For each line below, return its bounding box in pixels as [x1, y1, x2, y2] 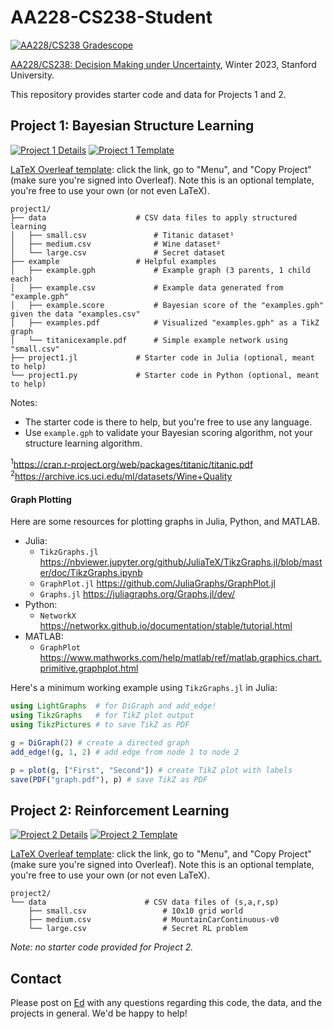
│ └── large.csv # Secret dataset [10, 247, 226, 258]
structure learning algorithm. [24, 437, 143, 449]
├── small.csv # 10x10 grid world [28, 906, 244, 916]
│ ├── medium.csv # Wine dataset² [10, 239, 222, 249]
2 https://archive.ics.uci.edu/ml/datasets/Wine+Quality [10, 469, 233, 483]
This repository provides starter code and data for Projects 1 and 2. [10, 88, 287, 100]
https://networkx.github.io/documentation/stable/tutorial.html [39, 620, 293, 632]
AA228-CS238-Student [10, 6, 213, 29]
